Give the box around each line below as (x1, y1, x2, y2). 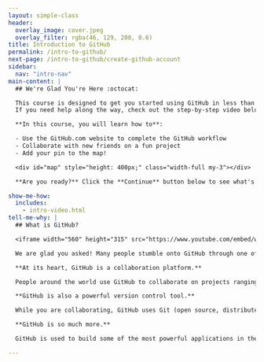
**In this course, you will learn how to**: (15, 120, 163, 128)
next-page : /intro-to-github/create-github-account (8, 56, 181, 64)
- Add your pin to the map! (15, 149, 108, 157)
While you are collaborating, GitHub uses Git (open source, (15, 306, 220, 315)
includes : (15, 199, 47, 207)
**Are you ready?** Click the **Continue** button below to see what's (15, 178, 255, 186)
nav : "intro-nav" (15, 70, 72, 78)
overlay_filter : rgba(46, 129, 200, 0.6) (15, 33, 153, 42)
